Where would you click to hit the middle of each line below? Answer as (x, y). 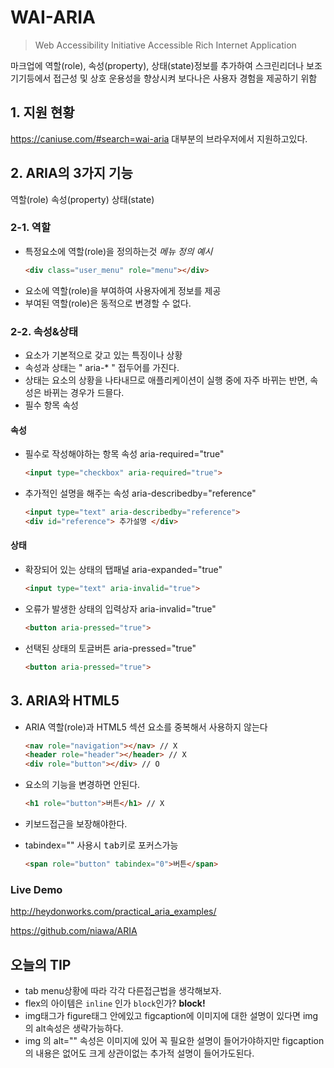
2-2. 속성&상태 (44, 331)
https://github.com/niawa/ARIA (74, 931)
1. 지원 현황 (42, 112)
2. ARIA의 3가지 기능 (71, 173)
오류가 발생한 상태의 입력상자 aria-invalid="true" (120, 608)
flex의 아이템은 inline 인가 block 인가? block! (115, 1003)
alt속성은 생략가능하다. (79, 1028)
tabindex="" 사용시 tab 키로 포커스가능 (101, 845)
